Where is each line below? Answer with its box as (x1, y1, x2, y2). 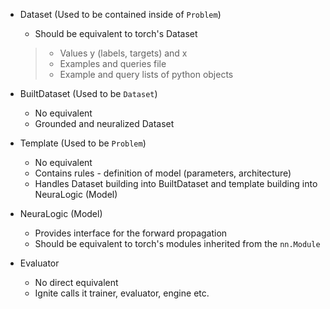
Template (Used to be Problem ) (19, 137, 147, 149)
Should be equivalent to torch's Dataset (34, 28, 198, 39)
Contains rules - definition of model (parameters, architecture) (34, 167, 292, 179)
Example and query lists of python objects (59, 69, 234, 80)
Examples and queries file (59, 58, 167, 69)
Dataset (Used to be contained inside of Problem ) (19, 9, 222, 20)
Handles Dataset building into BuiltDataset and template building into (34, 178, 318, 189)
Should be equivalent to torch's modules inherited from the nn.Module (34, 238, 321, 249)
